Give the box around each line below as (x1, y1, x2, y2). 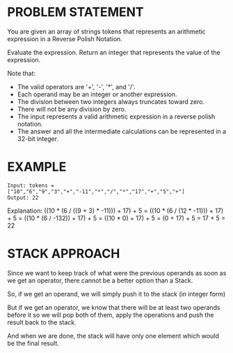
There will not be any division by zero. (17, 105, 127, 113)
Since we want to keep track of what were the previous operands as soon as (7, 269, 227, 277)
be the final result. (7, 339, 59, 347)
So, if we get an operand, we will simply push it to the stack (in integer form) (7, 290, 226, 298)
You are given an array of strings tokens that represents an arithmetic (7, 27, 207, 36)
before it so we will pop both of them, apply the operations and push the (7, 310, 214, 319)
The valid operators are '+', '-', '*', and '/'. (17, 82, 136, 91)
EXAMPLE (7, 159, 67, 175)
